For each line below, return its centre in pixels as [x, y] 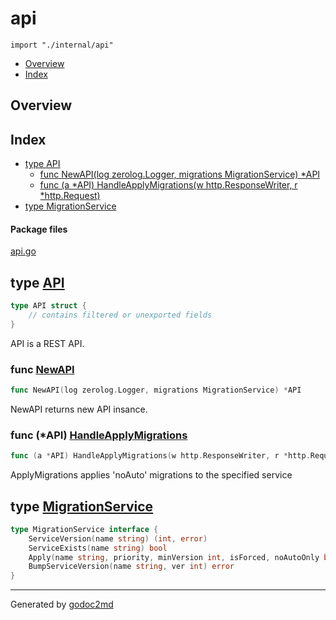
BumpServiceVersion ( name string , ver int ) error [131, 567]
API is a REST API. [47, 343]
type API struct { [48, 306]
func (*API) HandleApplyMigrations [99, 435]
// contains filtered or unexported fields [120, 315]
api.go [23, 251]
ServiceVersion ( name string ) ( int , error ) [118, 538]
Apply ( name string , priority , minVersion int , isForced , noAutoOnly [174, 557]
